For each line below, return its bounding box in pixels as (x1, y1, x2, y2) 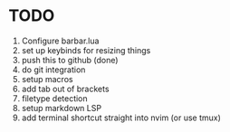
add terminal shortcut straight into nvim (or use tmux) (21, 112, 221, 123)
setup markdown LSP (21, 102, 101, 113)
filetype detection (21, 92, 88, 104)
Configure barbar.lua (21, 35, 100, 46)
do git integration (21, 64, 86, 75)
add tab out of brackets (21, 83, 110, 94)
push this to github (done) (21, 54, 119, 65)
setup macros (21, 73, 73, 84)
